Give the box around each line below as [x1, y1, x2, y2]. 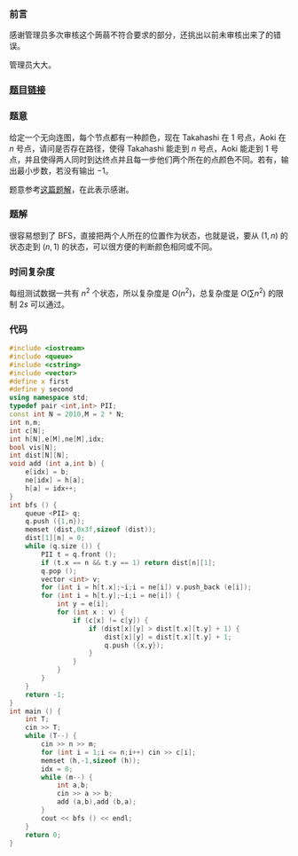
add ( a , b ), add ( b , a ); [56, 797, 137, 806]
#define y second [9, 385, 74, 394]
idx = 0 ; [41, 765, 74, 774]
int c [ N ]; [9, 426, 46, 436]
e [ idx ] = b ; [25, 467, 69, 476]
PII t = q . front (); [41, 550, 117, 559]
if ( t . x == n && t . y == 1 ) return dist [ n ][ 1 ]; [41, 558, 216, 567]
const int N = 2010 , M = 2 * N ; [9, 410, 125, 419]
